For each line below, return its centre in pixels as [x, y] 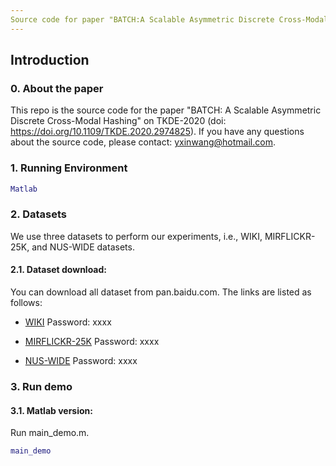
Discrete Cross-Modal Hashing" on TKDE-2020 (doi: [118, 121]
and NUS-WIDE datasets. [83, 247]
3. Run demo [41, 386]
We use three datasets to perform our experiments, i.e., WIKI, [136, 236]
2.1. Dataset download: [58, 270]
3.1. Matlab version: [51, 410]
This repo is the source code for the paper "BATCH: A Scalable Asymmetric [166, 110]
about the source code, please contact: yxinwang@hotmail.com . [143, 142]
